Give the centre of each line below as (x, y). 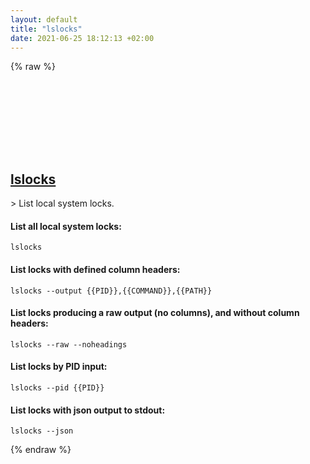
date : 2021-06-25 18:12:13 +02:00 (82, 38)
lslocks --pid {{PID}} (57, 388)
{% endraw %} (41, 450)
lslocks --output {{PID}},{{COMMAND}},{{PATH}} (111, 291)
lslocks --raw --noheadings (69, 344)
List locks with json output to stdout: (88, 410)
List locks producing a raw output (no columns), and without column (155, 313)
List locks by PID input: (59, 367)
